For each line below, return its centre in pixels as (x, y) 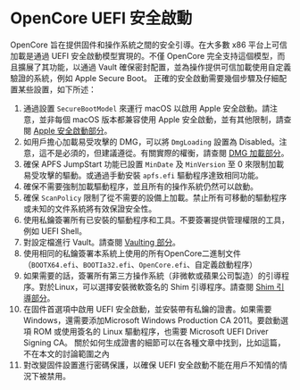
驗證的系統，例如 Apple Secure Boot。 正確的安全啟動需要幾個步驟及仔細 (145, 78)
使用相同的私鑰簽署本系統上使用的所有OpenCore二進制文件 (132, 253)
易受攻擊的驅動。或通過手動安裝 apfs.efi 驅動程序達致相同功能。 (143, 175)
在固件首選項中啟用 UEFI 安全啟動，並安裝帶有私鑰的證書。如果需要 (147, 309)
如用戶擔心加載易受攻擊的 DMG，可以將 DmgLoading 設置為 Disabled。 (151, 141)
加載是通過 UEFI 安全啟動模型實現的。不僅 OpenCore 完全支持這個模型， (144, 55)
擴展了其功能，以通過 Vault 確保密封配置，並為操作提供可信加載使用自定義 (154, 67)
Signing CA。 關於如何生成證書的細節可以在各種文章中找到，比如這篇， (154, 342)
